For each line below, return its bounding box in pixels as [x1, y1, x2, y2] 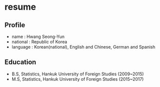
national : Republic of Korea [11, 39, 67, 45]
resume [4, 1, 36, 13]
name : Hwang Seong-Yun [11, 34, 65, 39]
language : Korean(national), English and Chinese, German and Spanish [11, 44, 156, 50]
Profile [4, 21, 25, 29]
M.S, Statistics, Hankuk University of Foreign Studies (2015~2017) [11, 76, 144, 82]
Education [4, 58, 37, 67]
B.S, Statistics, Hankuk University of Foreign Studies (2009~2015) [11, 71, 144, 77]
